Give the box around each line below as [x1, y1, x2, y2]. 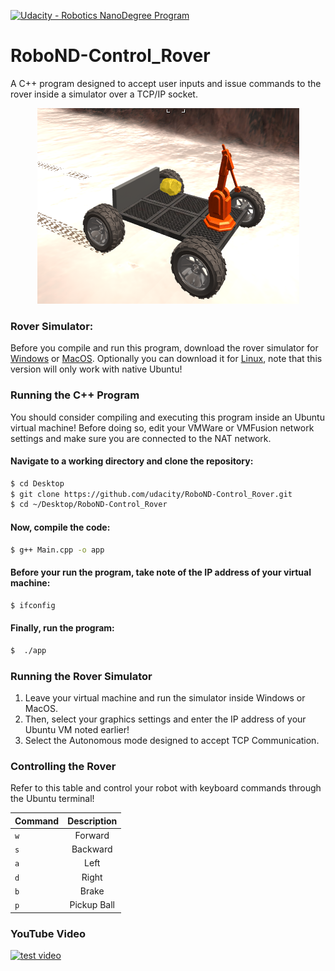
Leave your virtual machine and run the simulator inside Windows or [24, 691, 306, 704]
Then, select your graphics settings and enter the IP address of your [24, 713, 307, 725]
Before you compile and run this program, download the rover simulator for [10, 342, 319, 354]
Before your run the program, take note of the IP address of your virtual [10, 566, 312, 579]
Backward [71, 843, 113, 855]
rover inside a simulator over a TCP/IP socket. [10, 88, 198, 100]
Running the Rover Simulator [10, 669, 153, 683]
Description [67, 815, 118, 827]
